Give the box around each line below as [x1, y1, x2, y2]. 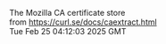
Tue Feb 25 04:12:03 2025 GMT [9, 26, 127, 36]
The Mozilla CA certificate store [9, 8, 126, 18]
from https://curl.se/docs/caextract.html [9, 17, 158, 27]
